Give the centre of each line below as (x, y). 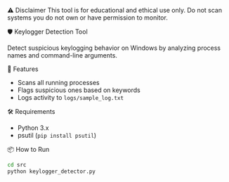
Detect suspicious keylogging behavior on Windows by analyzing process (114, 48)
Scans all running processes (58, 83)
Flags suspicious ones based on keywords (79, 90)
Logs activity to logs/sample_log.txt (71, 97)
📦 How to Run (28, 149)
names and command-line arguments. (63, 55)
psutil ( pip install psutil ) (57, 135)
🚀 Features (23, 69)
